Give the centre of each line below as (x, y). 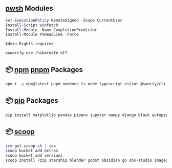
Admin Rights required (29, 44)
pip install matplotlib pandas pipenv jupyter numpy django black (78, 115)
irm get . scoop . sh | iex (31, 146)
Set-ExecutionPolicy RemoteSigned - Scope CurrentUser (64, 20)
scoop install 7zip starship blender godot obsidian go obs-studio (79, 160)
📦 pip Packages (32, 100)
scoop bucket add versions (34, 156)
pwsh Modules (29, 8)
